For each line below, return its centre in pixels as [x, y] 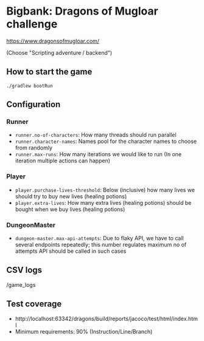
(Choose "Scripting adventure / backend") [59, 52]
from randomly [34, 148]
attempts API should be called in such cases [71, 251]
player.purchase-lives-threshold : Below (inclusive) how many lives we [105, 190]
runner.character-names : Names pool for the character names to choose [106, 142]
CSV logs [24, 270]
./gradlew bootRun [30, 86]
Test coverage [34, 304]
